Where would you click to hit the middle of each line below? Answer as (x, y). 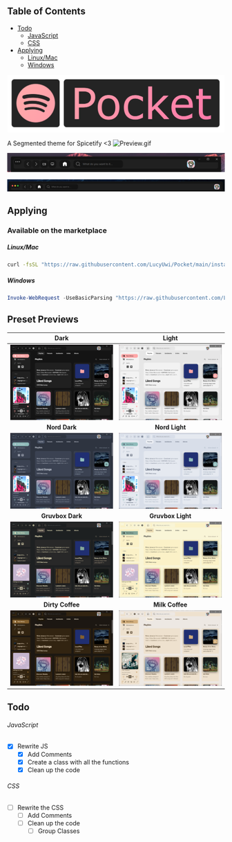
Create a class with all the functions (78, 762)
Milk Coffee (170, 604)
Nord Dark (62, 427)
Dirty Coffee (62, 604)
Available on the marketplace (57, 231)
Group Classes (59, 831)
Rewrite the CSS (40, 807)
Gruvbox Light (171, 516)
